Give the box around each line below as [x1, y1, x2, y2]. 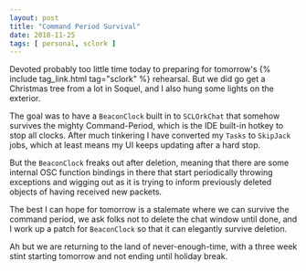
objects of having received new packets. [9, 186, 163, 197]
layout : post [9, 13, 59, 23]
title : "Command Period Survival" [9, 22, 142, 31]
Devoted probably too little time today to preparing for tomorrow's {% [9, 64, 271, 75]
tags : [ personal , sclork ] [9, 38, 117, 48]
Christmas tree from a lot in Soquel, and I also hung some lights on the [9, 83, 274, 94]
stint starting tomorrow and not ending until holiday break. [9, 251, 228, 262]
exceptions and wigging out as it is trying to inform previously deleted [9, 177, 272, 188]
